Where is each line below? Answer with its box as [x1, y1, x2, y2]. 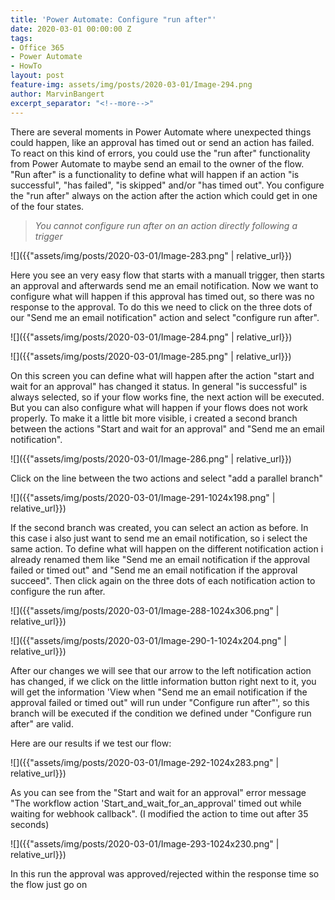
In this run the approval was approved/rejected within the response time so [10, 867, 320, 880]
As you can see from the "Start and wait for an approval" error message [10, 786, 307, 798]
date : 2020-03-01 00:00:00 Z [10, 24, 132, 34]
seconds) [10, 818, 50, 830]
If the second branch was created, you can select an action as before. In [10, 521, 309, 533]
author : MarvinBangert [10, 89, 105, 99]
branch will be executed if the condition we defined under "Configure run [10, 707, 312, 719]
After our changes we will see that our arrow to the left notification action [10, 664, 312, 676]
